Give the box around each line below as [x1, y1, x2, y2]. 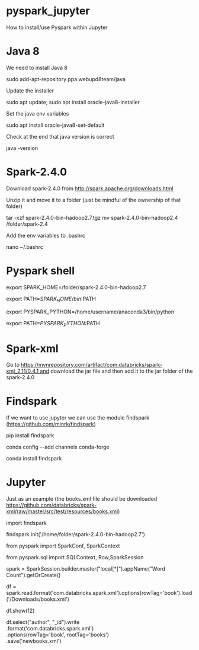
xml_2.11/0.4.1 [6, 367, 39, 374]
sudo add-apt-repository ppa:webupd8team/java [6, 75, 126, 82]
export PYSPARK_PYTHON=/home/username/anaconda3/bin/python [6, 308, 175, 315]
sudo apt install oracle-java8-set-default [6, 121, 105, 129]
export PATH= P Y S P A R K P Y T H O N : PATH [6, 319, 100, 328]
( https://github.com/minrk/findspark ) [6, 421, 96, 428]
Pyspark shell [6, 264, 75, 277]
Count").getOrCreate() [6, 572, 61, 579]
